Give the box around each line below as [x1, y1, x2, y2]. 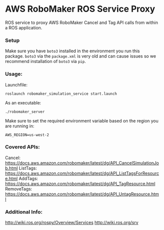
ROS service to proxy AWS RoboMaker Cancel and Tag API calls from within [5, 20, 158, 25]
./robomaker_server [5, 109, 45, 114]
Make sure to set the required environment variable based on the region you [5, 118, 159, 124]
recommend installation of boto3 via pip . [5, 59, 86, 64]
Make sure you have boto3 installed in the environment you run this [5, 48, 140, 54]
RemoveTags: [5, 186, 32, 191]
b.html [5, 165, 18, 171]
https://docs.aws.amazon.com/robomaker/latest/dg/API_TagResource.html [5, 181, 156, 187]
